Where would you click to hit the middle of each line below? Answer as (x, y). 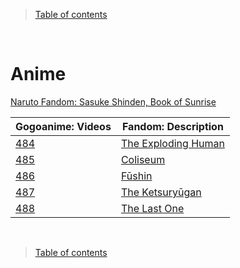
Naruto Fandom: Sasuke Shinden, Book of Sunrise (113, 101)
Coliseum (143, 159)
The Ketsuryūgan (161, 192)
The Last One (152, 208)
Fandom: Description (172, 126)
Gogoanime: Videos (63, 126)
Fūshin (136, 176)
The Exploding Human (172, 143)
